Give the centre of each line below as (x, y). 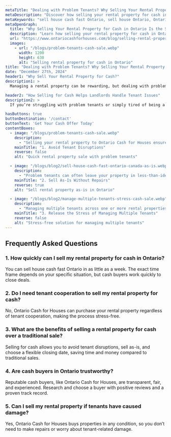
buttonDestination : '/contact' (38, 119)
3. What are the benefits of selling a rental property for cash (81, 329)
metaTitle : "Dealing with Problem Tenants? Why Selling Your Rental (79, 10)
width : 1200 (31, 53)
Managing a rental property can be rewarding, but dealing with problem (89, 86)
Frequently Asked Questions (52, 243)
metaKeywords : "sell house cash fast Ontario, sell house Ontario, (78, 19)
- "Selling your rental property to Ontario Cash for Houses (85, 143)
